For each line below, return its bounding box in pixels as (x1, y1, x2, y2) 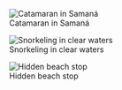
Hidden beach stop (9, 71, 80, 81)
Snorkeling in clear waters (9, 44, 104, 55)
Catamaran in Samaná (9, 18, 90, 28)
